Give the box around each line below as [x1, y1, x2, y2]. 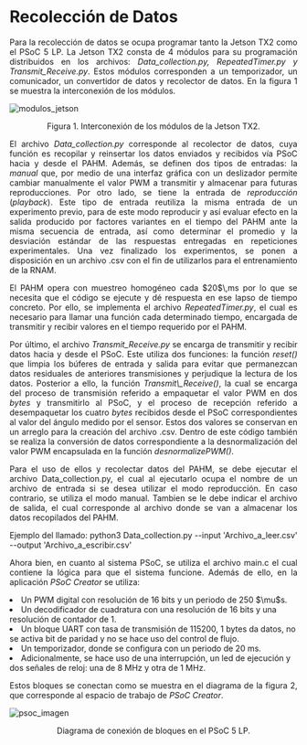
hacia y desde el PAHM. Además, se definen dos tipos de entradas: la [9, 157, 298, 168]
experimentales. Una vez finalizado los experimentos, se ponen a [9, 245, 298, 256]
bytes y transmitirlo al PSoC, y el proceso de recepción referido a [9, 397, 298, 408]
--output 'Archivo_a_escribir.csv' [9, 539, 132, 550]
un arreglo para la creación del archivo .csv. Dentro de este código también [9, 426, 298, 437]
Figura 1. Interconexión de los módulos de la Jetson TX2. [47, 121, 260, 132]
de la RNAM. [9, 264, 57, 275]
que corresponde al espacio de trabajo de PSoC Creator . [9, 689, 224, 700]
